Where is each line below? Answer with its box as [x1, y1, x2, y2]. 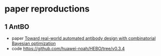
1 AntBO [4, 23, 30, 31]
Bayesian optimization [11, 41, 56, 46]
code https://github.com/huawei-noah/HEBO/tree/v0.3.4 [11, 46, 125, 51]
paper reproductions [4, 3, 90, 14]
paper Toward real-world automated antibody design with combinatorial [11, 35, 156, 41]
